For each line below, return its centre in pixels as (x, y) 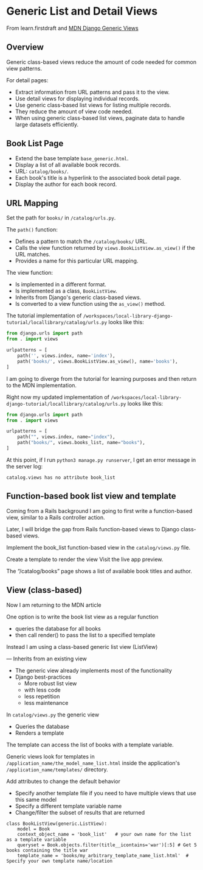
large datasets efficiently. (47, 124)
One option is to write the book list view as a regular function (82, 617)
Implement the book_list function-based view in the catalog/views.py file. (98, 547)
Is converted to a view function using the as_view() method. (90, 304)
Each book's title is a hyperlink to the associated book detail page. (98, 177)
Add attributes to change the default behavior (63, 781)
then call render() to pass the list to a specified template (85, 635)
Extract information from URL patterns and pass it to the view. (92, 92)
